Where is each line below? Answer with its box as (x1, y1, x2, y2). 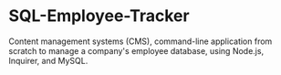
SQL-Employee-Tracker (8, 5, 190, 27)
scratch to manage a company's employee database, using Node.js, (8, 45, 265, 56)
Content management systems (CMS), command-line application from (8, 36, 273, 47)
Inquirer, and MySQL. (8, 55, 88, 66)
